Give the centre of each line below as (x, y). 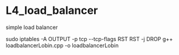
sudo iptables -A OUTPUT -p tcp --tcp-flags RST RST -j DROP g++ (89, 39)
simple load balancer (32, 27)
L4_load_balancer (52, 11)
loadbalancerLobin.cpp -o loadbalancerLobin (62, 45)
